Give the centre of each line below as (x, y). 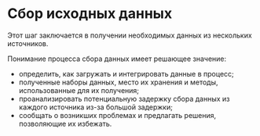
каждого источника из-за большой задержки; (96, 107)
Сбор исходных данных (90, 14)
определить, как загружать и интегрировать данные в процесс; (126, 73)
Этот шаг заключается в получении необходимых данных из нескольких (130, 35)
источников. (28, 43)
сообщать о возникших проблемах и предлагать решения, (117, 115)
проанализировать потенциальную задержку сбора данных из (124, 98)
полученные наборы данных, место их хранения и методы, (118, 82)
